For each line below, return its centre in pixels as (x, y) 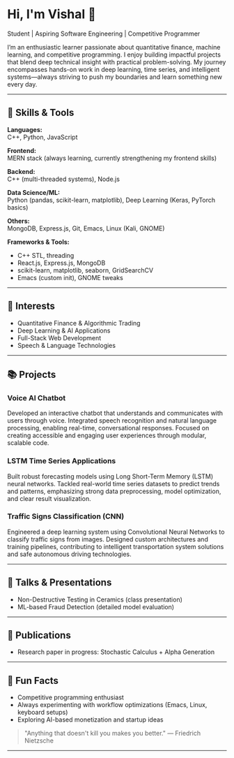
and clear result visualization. (49, 498)
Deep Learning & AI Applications (64, 330)
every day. (22, 84)
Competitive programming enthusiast (70, 697)
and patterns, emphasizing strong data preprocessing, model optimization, (114, 491)
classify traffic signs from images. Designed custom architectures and (108, 539)
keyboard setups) (42, 713)
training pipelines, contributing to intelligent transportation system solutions (116, 546)
